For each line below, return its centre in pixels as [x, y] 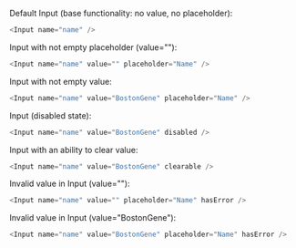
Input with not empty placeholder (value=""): [93, 47]
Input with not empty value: [61, 81]
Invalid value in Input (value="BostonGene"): [93, 218]
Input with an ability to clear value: [74, 150]
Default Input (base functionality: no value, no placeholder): [121, 13]
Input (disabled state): [51, 115]
